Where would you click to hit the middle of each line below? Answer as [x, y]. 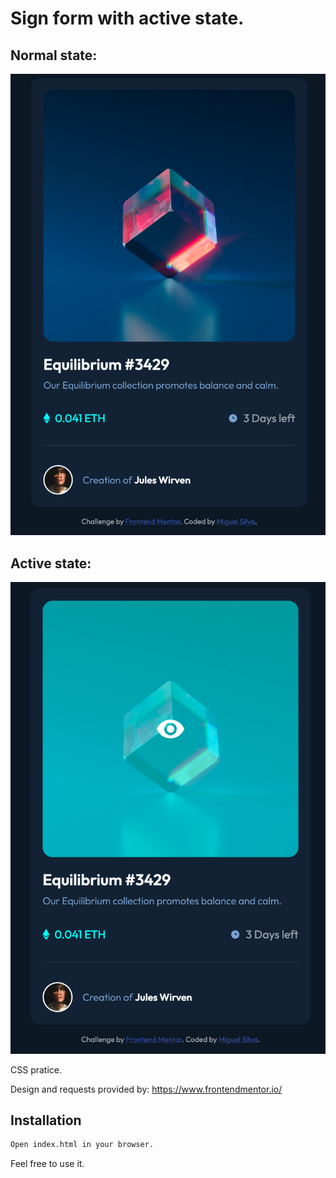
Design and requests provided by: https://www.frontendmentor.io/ [146, 1089]
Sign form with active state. [127, 18]
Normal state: [54, 55]
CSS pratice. [36, 1069]
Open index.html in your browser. [82, 1145]
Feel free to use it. [47, 1164]
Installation [46, 1120]
